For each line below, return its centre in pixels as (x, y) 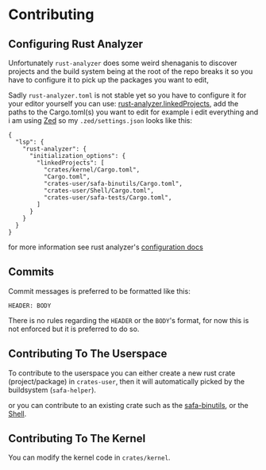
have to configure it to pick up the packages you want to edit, (108, 80)
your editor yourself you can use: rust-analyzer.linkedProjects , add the (123, 104)
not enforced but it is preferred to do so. (74, 329)
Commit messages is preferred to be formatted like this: (99, 291)
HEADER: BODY (30, 306)
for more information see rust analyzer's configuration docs (106, 247)
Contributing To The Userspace (88, 354)
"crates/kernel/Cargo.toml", (92, 170)
